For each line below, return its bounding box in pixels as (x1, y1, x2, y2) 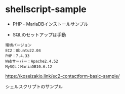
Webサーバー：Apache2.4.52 (5, 59, 58, 64)
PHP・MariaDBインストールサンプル (12, 21, 89, 27)
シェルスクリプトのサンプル (5, 83, 63, 89)
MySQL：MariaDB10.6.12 (5, 64, 52, 69)
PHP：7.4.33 (5, 53, 30, 59)
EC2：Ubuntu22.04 (5, 48, 41, 53)
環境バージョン (5, 42, 32, 48)
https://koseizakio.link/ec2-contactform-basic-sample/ (5, 73, 120, 79)
